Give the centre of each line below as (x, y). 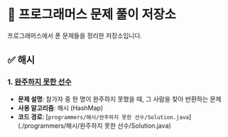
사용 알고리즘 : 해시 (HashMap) (60, 108)
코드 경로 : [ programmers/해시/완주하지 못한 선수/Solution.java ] (104, 116)
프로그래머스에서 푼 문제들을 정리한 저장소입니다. (75, 35)
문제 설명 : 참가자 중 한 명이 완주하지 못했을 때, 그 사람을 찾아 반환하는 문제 (119, 99)
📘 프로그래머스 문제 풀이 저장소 (92, 15)
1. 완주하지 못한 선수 (40, 82)
